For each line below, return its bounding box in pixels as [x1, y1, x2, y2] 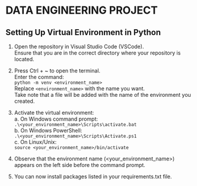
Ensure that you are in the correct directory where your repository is [14, 49, 181, 56]
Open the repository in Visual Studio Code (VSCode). [14, 43, 144, 50]
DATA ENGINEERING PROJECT [5, 4, 158, 17]
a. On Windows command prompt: [14, 115, 99, 122]
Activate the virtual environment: [14, 109, 94, 116]
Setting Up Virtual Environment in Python [5, 27, 161, 37]
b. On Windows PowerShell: [14, 127, 82, 134]
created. [14, 97, 35, 105]
